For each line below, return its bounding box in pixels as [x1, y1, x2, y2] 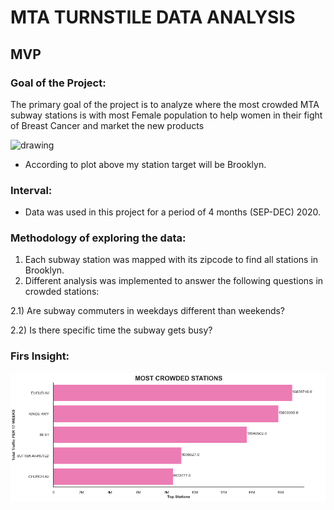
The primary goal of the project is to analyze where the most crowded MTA [10, 98, 320, 110]
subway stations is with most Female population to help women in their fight [10, 109, 323, 121]
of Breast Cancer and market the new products [10, 119, 205, 131]
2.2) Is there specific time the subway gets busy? [10, 324, 213, 336]
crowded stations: [24, 286, 100, 298]
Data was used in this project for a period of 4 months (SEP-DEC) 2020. [24, 206, 322, 218]
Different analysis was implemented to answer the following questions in [24, 275, 324, 287]
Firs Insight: [10, 349, 70, 363]
